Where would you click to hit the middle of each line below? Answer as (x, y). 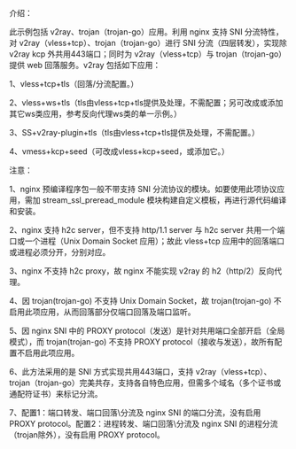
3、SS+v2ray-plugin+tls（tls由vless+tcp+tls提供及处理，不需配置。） (134, 132)
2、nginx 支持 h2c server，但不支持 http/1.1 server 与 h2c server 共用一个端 (147, 230)
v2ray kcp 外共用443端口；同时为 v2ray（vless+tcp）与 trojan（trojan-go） (148, 54)
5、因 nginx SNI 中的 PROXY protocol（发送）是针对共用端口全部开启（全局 (147, 331)
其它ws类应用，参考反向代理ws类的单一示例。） (95, 114)
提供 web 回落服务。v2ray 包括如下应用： (85, 65)
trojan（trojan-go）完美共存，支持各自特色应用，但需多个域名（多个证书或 (145, 383)
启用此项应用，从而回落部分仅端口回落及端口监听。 (102, 312)
